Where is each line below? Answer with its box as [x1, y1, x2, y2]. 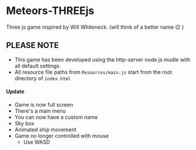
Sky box [14, 120, 35, 127]
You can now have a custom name [14, 113, 98, 121]
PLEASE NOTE [6, 40, 59, 50]
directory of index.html [14, 74, 72, 81]
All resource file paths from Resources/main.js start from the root [14, 69, 172, 76]
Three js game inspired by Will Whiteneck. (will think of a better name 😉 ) [6, 23, 184, 30]
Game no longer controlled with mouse [14, 132, 109, 139]
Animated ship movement [14, 126, 77, 133]
